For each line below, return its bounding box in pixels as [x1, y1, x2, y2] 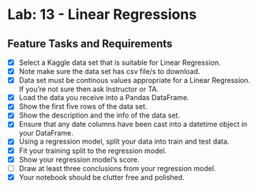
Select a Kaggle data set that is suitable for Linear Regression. [18, 58, 222, 67]
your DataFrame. [18, 129, 74, 138]
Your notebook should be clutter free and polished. [18, 172, 185, 182]
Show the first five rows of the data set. [18, 102, 148, 111]
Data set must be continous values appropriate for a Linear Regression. [18, 76, 251, 85]
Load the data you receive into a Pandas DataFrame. [18, 93, 190, 102]
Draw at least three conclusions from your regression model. [18, 163, 216, 173]
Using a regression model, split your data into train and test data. [18, 136, 230, 147]
